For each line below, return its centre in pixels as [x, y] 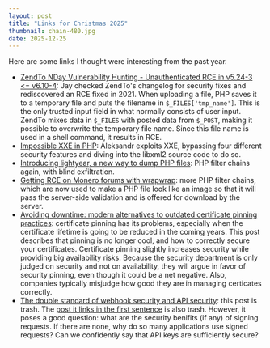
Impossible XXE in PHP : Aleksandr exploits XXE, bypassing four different [141, 146]
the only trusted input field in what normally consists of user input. [130, 112]
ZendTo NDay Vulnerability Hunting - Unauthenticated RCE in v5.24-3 [136, 77]
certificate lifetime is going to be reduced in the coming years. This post [140, 232]
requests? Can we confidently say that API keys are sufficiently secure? [139, 335]
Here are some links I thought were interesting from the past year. [118, 62]
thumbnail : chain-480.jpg [52, 31]
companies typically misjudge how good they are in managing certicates [141, 283]
